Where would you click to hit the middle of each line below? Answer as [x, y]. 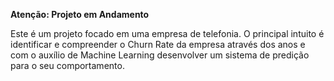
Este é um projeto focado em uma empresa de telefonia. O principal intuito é [167, 33]
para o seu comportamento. [67, 65]
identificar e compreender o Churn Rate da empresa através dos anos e [158, 44]
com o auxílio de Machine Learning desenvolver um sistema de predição [160, 55]
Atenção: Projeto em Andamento [80, 14]
